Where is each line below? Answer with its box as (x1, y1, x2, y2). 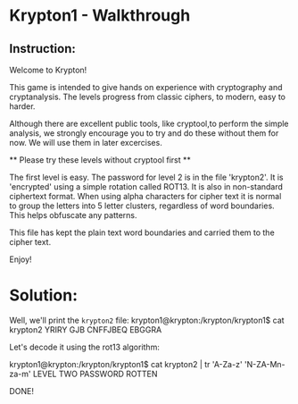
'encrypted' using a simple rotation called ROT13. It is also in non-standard (9, 181, 284, 192)
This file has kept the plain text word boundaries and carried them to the (9, 227, 275, 238)
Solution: (9, 285, 79, 306)
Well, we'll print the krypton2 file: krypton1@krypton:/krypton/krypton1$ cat (9, 315, 285, 325)
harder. (9, 101, 36, 112)
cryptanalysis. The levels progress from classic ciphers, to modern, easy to (9, 91, 286, 102)
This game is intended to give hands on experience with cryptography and (9, 82, 283, 92)
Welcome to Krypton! (9, 64, 87, 75)
